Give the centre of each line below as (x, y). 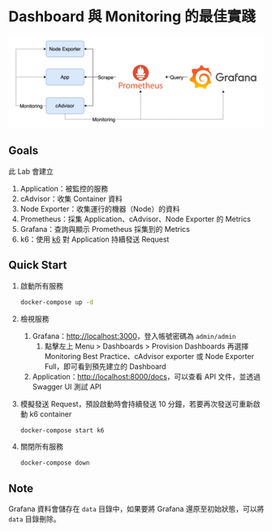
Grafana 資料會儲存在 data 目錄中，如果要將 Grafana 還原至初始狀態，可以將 (136, 509)
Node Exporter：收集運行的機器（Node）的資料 (100, 208)
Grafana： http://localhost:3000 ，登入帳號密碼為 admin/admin (134, 336)
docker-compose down (55, 463)
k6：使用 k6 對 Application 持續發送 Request (95, 239)
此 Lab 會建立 (31, 171)
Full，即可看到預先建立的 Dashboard (105, 366)
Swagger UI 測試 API (67, 387)
